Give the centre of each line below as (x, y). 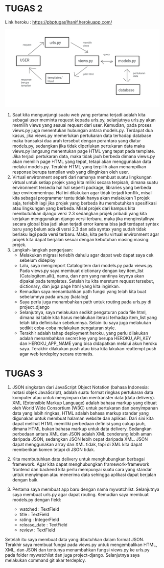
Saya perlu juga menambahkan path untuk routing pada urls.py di (85, 302)
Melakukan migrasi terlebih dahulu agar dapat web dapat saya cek (86, 255)
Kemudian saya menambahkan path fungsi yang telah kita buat (83, 291)
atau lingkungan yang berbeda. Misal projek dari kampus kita (74, 208)
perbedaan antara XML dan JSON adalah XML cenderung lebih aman (82, 434)
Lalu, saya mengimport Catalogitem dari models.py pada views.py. (86, 265)
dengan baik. (25, 479)
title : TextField (34, 514)
